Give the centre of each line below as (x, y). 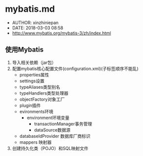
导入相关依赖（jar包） (34, 62)
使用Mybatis (24, 50)
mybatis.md (30, 9)
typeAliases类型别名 (40, 87)
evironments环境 (36, 111)
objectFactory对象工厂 (42, 99)
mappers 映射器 (36, 142)
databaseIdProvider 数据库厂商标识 (55, 136)
